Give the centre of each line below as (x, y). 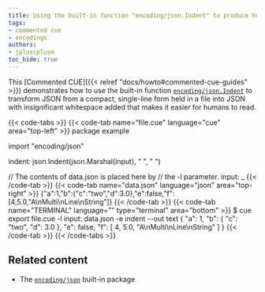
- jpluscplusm (32, 52)
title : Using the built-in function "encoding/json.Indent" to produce (128, 15)
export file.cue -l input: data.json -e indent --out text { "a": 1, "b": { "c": (123, 219)
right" (17, 193)
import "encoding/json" (46, 146)
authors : (22, 45)
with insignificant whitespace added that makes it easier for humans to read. (132, 107)
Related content (48, 260)
